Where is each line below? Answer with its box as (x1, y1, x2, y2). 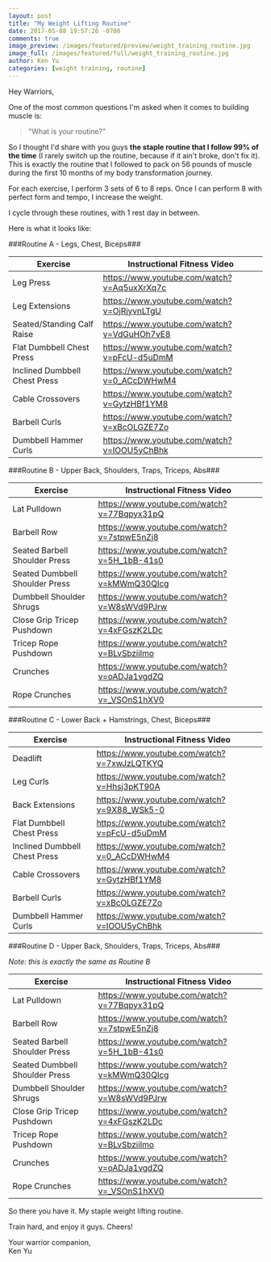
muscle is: (8, 111, 43, 120)
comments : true (8, 34, 60, 43)
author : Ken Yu (8, 57, 60, 65)
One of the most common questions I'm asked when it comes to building (8, 102, 249, 111)
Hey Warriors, (8, 86, 55, 96)
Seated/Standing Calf (12, 318, 94, 330)
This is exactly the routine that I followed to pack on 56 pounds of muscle (8, 159, 252, 169)
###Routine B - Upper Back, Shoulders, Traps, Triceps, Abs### (8, 465, 220, 475)
